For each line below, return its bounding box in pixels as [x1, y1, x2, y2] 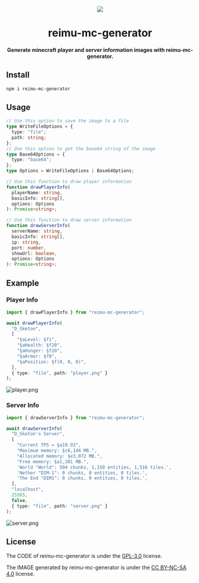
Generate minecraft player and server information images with [7, 46, 165, 53]
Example [6, 278, 39, 288]
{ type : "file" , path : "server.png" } [11, 503, 108, 509]
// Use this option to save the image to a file [6, 118, 129, 124]
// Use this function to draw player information [6, 179, 132, 185]
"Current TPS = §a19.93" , [17, 442, 82, 448]
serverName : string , [11, 228, 63, 234]
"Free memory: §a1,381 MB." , [17, 458, 89, 464]
